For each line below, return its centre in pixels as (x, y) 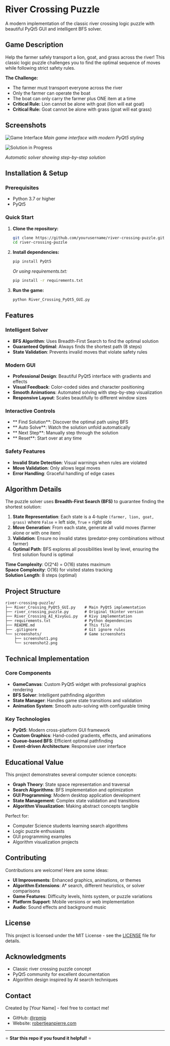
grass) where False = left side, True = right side (62, 522)
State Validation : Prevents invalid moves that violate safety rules (80, 352)
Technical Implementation (47, 659)
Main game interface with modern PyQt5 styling (94, 137)
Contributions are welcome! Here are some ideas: (57, 870)
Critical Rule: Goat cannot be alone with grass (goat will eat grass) (82, 109)
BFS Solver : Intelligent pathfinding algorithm (59, 695)
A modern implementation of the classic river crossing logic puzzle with (80, 23)
